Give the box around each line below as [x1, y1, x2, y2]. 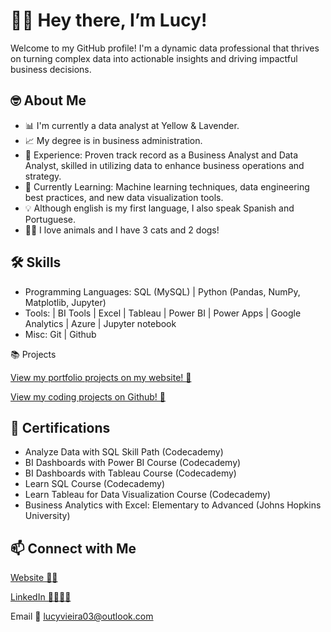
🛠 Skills [10, 254, 62, 271]
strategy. [24, 170, 62, 182]
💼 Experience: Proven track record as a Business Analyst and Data [24, 149, 299, 161]
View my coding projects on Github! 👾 [10, 390, 166, 403]
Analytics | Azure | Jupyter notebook [24, 317, 177, 329]
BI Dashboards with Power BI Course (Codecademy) [24, 457, 242, 469]
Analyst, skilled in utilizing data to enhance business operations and [24, 159, 305, 171]
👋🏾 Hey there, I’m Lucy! [10, 9, 208, 32]
